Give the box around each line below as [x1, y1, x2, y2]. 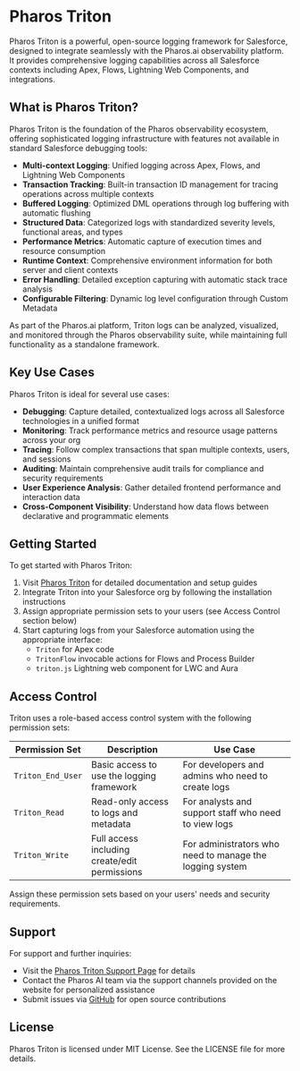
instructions [21, 597, 67, 608]
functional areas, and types [21, 226, 123, 237]
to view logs [182, 818, 234, 830]
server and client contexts [21, 264, 119, 275]
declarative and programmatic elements [21, 510, 170, 521]
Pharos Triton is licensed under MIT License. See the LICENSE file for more [9, 1043, 286, 1054]
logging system [182, 861, 247, 873]
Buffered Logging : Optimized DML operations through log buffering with [21, 198, 290, 208]
